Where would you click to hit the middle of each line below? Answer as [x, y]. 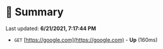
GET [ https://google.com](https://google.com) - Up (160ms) [86, 40]
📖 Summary [35, 12]
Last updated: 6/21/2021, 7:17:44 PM [51, 28]
